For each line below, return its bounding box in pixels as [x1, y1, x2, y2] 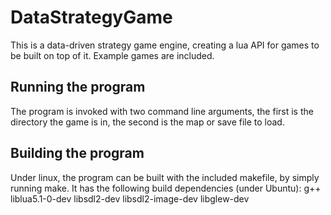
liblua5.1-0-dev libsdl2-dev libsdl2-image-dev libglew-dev [10, 192, 250, 205]
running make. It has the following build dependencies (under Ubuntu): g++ [10, 182, 322, 194]
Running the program [10, 79, 146, 96]
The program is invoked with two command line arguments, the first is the [10, 105, 314, 117]
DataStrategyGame [10, 6, 173, 29]
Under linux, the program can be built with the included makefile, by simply [10, 171, 320, 183]
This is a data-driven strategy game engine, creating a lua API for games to [10, 39, 320, 51]
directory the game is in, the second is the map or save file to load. [10, 116, 285, 128]
